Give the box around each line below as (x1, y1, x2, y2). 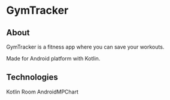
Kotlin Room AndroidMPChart (6, 88, 79, 95)
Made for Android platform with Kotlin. (6, 55, 101, 62)
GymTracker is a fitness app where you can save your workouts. (6, 43, 165, 50)
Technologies (6, 72, 59, 83)
